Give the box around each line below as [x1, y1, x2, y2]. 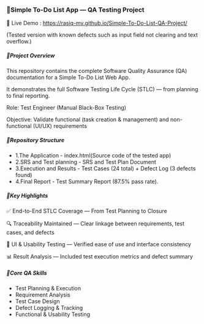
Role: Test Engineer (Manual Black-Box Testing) [6, 104, 127, 111]
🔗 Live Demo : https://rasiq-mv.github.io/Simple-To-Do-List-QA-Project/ [6, 20, 188, 27]
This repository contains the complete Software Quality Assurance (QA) [6, 67, 187, 75]
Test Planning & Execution [15, 285, 81, 292]
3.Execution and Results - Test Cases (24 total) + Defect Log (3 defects [15, 165, 196, 172]
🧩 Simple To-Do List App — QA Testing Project [6, 6, 145, 14]
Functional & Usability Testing [15, 311, 91, 318]
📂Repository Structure [6, 136, 65, 143]
